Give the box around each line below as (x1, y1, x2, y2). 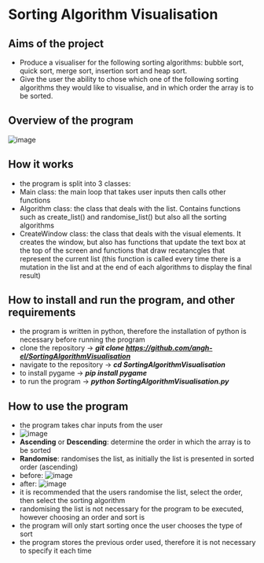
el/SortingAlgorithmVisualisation (19, 352, 131, 361)
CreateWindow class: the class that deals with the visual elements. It (19, 228, 241, 238)
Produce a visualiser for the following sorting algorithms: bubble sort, (19, 57, 244, 67)
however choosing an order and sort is (19, 513, 145, 522)
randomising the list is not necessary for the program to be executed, (19, 504, 244, 513)
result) (19, 270, 41, 280)
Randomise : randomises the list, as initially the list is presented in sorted (19, 454, 255, 464)
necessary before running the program (19, 335, 145, 344)
